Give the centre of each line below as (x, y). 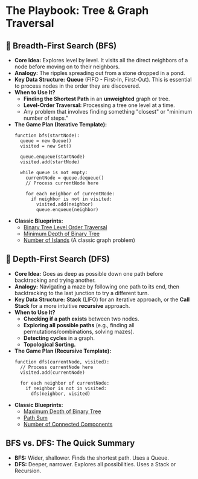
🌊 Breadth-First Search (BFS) (61, 46)
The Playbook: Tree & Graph (77, 11)
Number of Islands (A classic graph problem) (79, 240)
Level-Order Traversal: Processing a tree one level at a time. (99, 105)
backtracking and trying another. (55, 280)
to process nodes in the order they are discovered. (77, 86)
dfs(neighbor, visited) (61, 394)
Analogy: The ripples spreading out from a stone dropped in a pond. (100, 73)
